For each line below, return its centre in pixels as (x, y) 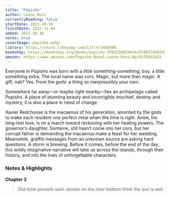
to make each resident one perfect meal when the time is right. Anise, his (81, 118)
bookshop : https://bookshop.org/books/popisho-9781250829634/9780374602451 (87, 52)
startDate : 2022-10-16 (29, 24)
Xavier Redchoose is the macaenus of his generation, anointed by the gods (83, 112)
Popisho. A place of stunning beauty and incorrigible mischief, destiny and (83, 97)
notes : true (18, 38)
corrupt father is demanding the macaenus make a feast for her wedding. (82, 134)
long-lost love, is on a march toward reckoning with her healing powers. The (84, 123)
